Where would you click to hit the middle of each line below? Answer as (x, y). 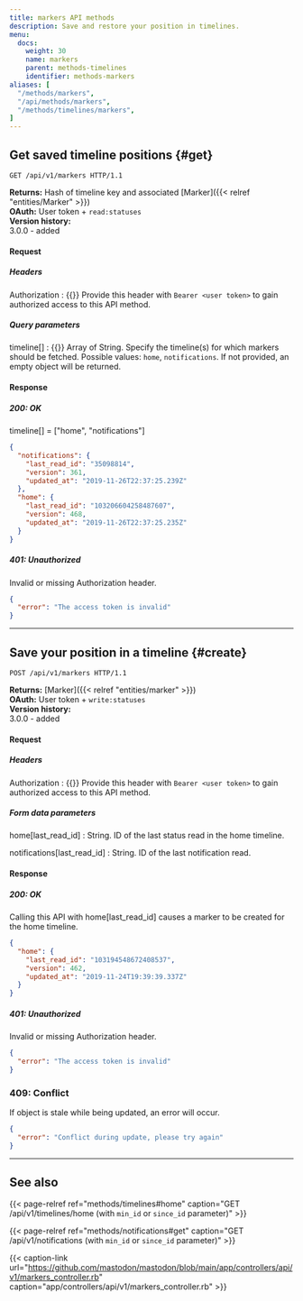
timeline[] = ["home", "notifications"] (78, 431)
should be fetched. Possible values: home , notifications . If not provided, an (149, 357)
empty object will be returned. (65, 367)
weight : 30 (46, 51)
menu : (19, 34)
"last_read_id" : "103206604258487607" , (101, 506)
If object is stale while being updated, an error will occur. (115, 1113)
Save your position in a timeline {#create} (129, 652)
